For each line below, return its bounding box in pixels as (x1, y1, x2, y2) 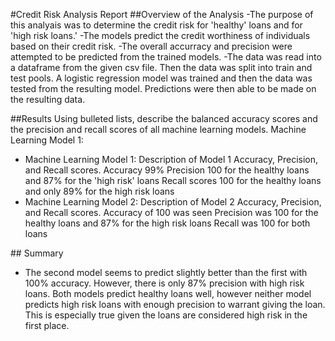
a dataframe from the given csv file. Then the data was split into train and (10, 62, 313, 73)
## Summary (10, 247, 64, 259)
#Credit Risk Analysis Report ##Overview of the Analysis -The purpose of (10, 9, 314, 20)
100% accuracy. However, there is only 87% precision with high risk (24, 277, 305, 289)
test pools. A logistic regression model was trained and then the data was (10, 72, 313, 84)
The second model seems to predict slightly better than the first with (24, 267, 308, 278)
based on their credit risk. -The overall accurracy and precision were (10, 40, 293, 52)
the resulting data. (10, 94, 86, 105)
